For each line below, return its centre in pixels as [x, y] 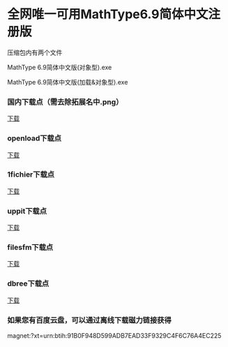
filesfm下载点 [30, 247]
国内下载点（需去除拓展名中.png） [65, 102]
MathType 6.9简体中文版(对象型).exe [60, 67]
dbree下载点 [28, 283]
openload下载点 [34, 138]
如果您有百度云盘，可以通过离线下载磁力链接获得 [90, 320]
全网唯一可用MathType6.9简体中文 [108, 14]
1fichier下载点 [31, 175]
